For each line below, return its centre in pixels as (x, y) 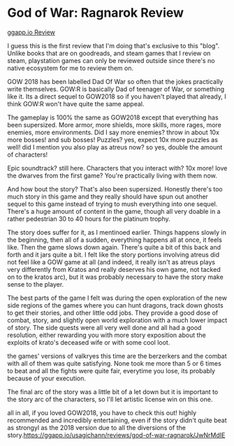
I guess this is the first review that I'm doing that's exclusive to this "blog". (114, 45)
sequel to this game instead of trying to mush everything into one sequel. (112, 203)
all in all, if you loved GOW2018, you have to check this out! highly (102, 412)
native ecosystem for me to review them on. (71, 68)
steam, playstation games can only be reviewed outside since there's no (111, 60)
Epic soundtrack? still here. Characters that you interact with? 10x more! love (117, 168)
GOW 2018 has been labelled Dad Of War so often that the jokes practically (115, 81)
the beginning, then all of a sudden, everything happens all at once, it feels (115, 240)
